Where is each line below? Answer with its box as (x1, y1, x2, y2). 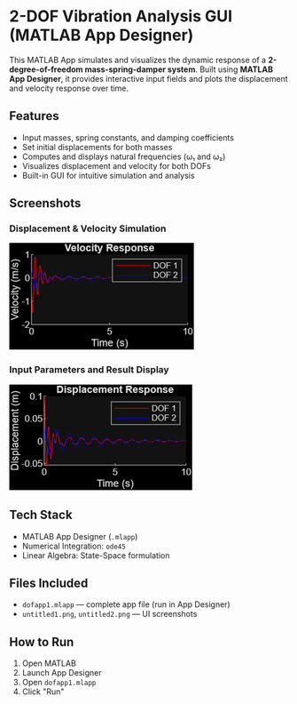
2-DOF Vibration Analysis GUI (9, 6, 233, 27)
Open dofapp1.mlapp (21, 677, 97, 688)
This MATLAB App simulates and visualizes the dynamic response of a (9, 54, 267, 65)
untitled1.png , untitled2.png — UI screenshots (21, 609, 198, 620)
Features (9, 108, 59, 124)
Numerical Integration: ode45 (21, 540, 126, 551)
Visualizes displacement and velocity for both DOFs (21, 160, 211, 171)
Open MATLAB (21, 658, 77, 668)
